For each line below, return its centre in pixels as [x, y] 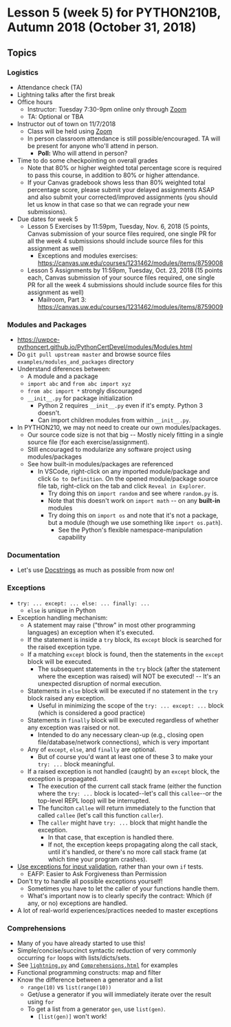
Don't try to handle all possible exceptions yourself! [90, 881]
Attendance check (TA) [50, 87]
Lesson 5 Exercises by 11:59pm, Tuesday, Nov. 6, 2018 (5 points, [118, 226]
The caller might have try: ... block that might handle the [122, 822]
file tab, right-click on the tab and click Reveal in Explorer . [122, 486]
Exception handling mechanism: [62, 617]
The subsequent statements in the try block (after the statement [129, 669]
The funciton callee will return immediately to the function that [126, 808]
